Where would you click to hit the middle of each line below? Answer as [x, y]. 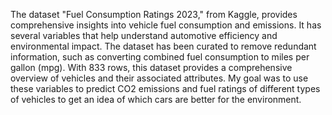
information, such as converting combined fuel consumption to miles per [160, 57]
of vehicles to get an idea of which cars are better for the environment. [156, 99]
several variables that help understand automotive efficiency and [144, 35]
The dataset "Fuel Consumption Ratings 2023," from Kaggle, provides [154, 14]
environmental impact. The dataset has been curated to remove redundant [163, 46]
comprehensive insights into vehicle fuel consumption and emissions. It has [166, 25]
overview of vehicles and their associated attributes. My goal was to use [159, 78]
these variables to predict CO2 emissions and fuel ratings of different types [165, 88]
